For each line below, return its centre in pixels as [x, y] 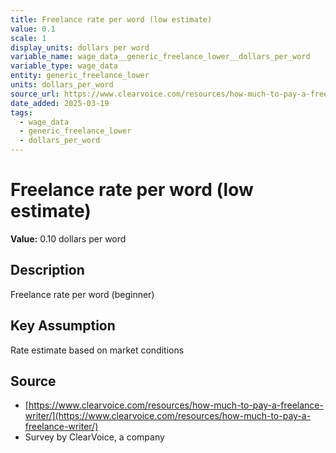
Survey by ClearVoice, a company [94, 437]
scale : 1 [28, 38]
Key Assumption [63, 326]
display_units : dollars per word [80, 47]
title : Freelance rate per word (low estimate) [111, 19]
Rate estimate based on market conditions [97, 350]
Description [47, 270]
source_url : [35, 94]
